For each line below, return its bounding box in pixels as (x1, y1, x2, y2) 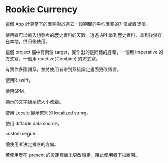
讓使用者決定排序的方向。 (5, 141, 59, 147)
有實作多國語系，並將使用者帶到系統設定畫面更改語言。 (5, 66, 121, 72)
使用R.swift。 (5, 77, 33, 83)
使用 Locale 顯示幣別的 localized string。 (5, 110, 91, 116)
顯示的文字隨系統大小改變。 (5, 98, 64, 105)
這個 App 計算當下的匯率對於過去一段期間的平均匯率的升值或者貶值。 (5, 21, 150, 27)
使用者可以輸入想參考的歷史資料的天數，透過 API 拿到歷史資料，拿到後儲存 (5, 32, 162, 38)
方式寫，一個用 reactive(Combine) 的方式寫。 (5, 55, 101, 62)
